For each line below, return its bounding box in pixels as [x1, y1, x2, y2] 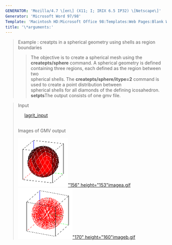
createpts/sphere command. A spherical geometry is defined [30, 60, 161, 66]
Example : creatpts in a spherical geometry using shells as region [17, 39, 156, 46]
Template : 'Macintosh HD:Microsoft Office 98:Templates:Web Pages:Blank [5, 19, 164, 24]
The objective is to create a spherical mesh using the [30, 54, 142, 61]
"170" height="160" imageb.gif [72, 234, 136, 240]
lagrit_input [24, 113, 48, 119]
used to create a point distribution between [30, 82, 122, 88]
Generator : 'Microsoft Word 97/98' [5, 13, 81, 19]
